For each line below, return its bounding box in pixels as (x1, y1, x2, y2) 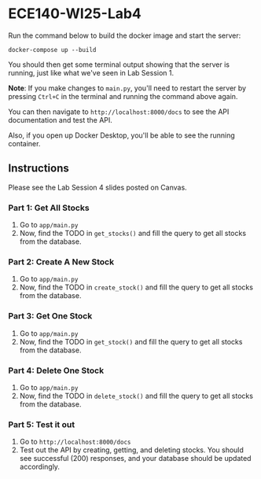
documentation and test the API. (8, 115, 112, 124)
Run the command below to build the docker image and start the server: (8, 31, 241, 40)
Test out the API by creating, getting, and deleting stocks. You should (19, 445, 244, 455)
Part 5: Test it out (8, 418, 75, 429)
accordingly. (19, 462, 61, 472)
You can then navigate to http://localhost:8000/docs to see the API (8, 107, 230, 116)
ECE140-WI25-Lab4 (8, 5, 142, 23)
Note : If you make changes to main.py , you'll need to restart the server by (8, 83, 246, 93)
